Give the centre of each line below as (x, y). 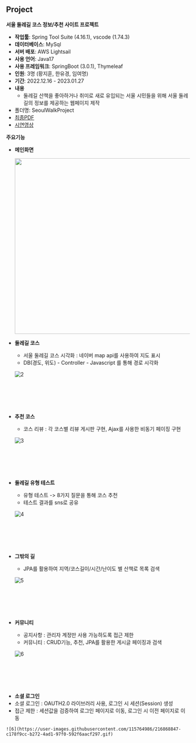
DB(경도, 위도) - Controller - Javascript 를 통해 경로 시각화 (91, 362)
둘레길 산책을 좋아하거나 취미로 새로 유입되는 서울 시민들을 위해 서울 (100, 95)
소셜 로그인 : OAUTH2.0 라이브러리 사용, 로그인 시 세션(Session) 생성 (94, 703)
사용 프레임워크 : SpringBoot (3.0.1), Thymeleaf (69, 66)
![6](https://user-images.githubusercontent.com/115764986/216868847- (94, 729)
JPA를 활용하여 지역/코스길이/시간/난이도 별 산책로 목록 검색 (92, 569)
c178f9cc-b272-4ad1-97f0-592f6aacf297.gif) (60, 734)
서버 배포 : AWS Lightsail (43, 52)
